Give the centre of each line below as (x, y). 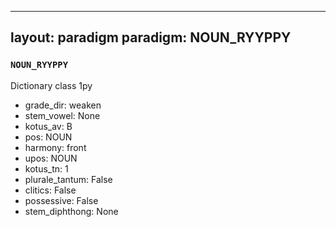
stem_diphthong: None (71, 211)
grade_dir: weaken (63, 105)
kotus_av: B (48, 126)
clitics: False (50, 190)
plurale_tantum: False (68, 179)
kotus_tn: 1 (46, 168)
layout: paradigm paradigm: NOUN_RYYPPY (151, 37)
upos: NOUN (51, 158)
